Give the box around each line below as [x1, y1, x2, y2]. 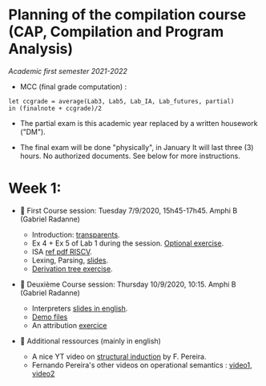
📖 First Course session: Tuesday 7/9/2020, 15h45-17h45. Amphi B [19, 205, 238, 215]
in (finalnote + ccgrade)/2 [8, 104, 103, 112]
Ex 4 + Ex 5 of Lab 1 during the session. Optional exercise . [31, 238, 224, 248]
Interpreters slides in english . [31, 303, 128, 313]
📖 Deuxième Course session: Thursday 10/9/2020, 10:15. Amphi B [19, 279, 236, 289]
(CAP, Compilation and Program [8, 22, 224, 41]
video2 [31, 368, 55, 378]
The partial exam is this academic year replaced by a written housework [19, 118, 258, 128]
